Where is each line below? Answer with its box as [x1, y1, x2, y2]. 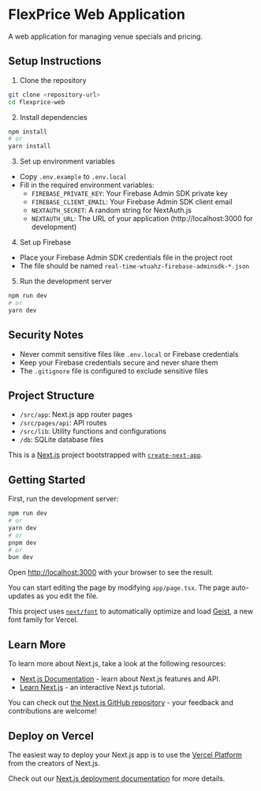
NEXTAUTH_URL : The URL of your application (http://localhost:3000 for [31, 214, 254, 223]
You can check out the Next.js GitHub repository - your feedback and [8, 698, 234, 707]
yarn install [8, 142, 51, 151]
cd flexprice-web [8, 98, 65, 106]
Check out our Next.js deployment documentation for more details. [8, 774, 226, 783]
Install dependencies [19, 112, 88, 122]
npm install [8, 128, 47, 136]
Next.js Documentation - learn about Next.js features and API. [19, 674, 221, 684]
